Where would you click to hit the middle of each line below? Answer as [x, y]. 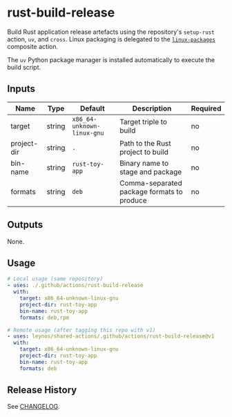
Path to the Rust [145, 143]
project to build [144, 152]
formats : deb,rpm [45, 318]
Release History [42, 390]
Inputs [21, 89]
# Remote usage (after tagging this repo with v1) [81, 330]
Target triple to [144, 122]
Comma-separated [151, 183]
